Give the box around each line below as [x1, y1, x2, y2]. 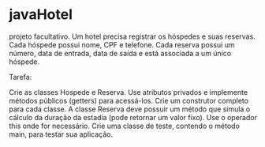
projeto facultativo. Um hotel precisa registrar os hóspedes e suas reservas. [9, 32, 256, 41]
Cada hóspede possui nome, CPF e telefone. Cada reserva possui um [9, 40, 235, 49]
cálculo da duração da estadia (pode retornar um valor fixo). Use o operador [9, 112, 257, 122]
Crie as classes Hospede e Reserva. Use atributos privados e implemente [9, 87, 248, 96]
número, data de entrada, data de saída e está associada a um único [9, 48, 232, 58]
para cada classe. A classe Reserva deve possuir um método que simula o [9, 104, 251, 114]
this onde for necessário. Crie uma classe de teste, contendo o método [9, 121, 240, 130]
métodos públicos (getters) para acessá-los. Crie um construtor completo [9, 96, 249, 105]
